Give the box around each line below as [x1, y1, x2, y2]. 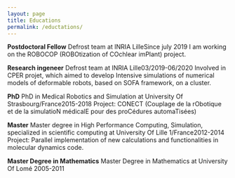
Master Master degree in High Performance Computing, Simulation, [7, 121, 203, 129]
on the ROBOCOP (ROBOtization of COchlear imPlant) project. [7, 50, 187, 58]
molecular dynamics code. [7, 144, 84, 152]
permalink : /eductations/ [7, 23, 83, 30]
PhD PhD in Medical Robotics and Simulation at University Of [7, 92, 184, 101]
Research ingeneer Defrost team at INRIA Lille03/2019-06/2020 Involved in [7, 64, 227, 72]
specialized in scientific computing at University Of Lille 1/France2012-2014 [7, 128, 224, 137]
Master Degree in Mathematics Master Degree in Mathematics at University [7, 157, 228, 165]
